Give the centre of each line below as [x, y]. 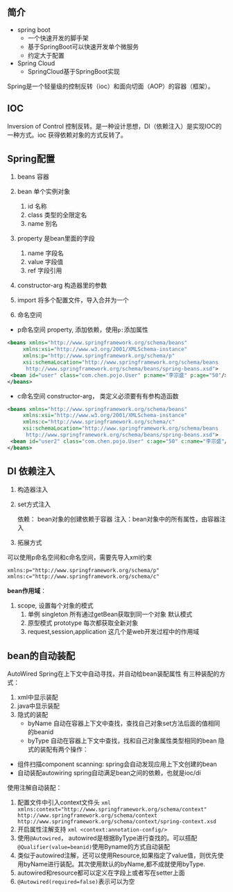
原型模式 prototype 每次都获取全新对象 [83, 623]
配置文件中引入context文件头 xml [64, 802]
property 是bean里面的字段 [56, 238]
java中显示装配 [38, 706]
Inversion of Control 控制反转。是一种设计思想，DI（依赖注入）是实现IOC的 [114, 126]
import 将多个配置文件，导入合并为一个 [73, 300]
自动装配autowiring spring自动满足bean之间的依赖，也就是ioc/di [109, 773]
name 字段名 [46, 253]
